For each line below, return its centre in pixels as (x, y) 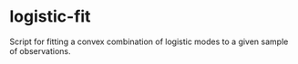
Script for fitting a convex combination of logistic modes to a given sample (149, 41)
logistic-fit (50, 17)
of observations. (40, 50)
